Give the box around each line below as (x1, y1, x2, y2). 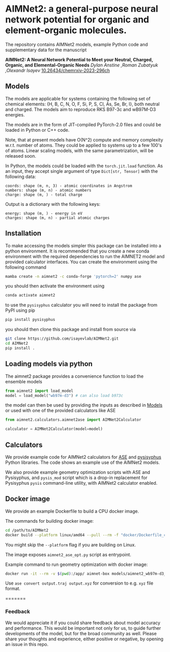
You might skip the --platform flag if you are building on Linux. (5, 541, 136, 548)
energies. (5, 112, 25, 118)
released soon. (5, 153, 36, 159)
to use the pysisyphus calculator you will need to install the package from (5, 302, 158, 308)
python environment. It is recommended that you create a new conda (5, 248, 149, 254)
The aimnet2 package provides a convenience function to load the (5, 373, 144, 379)
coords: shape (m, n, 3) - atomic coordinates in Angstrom (5, 183, 133, 188)
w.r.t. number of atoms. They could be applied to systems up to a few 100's (5, 142, 162, 148)
